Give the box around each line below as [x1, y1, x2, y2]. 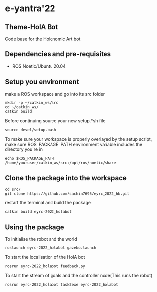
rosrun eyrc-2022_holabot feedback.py [5, 264, 85, 269]
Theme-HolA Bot [5, 23, 58, 31]
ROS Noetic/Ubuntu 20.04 [12, 63, 66, 69]
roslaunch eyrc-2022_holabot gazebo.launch [5, 245, 97, 250]
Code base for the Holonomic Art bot [5, 36, 81, 42]
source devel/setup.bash [5, 127, 56, 132]
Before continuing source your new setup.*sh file [5, 117, 105, 124]
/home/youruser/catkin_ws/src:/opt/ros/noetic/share [5, 160, 116, 165]
